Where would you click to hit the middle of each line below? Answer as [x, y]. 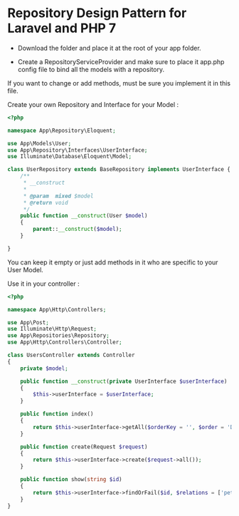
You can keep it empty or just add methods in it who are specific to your [113, 262]
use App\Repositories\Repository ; [59, 336]
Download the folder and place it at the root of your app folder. [109, 48]
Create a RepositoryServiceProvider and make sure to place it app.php [121, 61]
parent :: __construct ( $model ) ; [78, 229]
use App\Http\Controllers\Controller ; [65, 342]
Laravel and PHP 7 [62, 28]
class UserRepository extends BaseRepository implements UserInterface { [119, 170]
